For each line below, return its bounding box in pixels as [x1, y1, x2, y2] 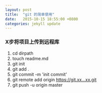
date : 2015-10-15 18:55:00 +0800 [5, 16, 78, 21]
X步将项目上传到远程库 [5, 38, 60, 45]
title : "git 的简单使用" [5, 12, 55, 17]
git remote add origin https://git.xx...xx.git [12, 77, 97, 83]
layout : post [5, 7, 32, 12]
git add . [12, 66, 30, 72]
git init [12, 61, 25, 67]
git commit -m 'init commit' [12, 71, 68, 77]
